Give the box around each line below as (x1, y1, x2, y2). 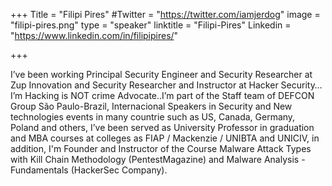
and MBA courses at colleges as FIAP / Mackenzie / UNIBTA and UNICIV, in (10, 132, 320, 144)
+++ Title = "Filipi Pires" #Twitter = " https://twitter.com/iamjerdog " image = (10, 9, 321, 20)
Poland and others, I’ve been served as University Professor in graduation (10, 122, 315, 133)
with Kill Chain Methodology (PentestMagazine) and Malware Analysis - (10, 154, 306, 165)
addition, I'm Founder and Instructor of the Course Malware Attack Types (10, 143, 312, 154)
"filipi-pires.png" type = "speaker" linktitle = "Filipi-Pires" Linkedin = (10, 19, 292, 31)
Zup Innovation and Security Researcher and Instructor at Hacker (10, 79, 279, 91)
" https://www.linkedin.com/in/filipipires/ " (10, 30, 179, 41)
